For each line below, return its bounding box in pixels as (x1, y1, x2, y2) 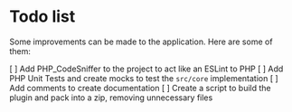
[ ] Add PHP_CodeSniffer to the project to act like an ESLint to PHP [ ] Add (9, 63, 284, 74)
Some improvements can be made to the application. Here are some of (9, 36, 273, 47)
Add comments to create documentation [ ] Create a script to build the (9, 82, 271, 93)
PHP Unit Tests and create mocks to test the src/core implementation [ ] (9, 72, 278, 83)
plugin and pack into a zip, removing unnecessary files (9, 92, 213, 103)
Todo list (9, 6, 76, 27)
